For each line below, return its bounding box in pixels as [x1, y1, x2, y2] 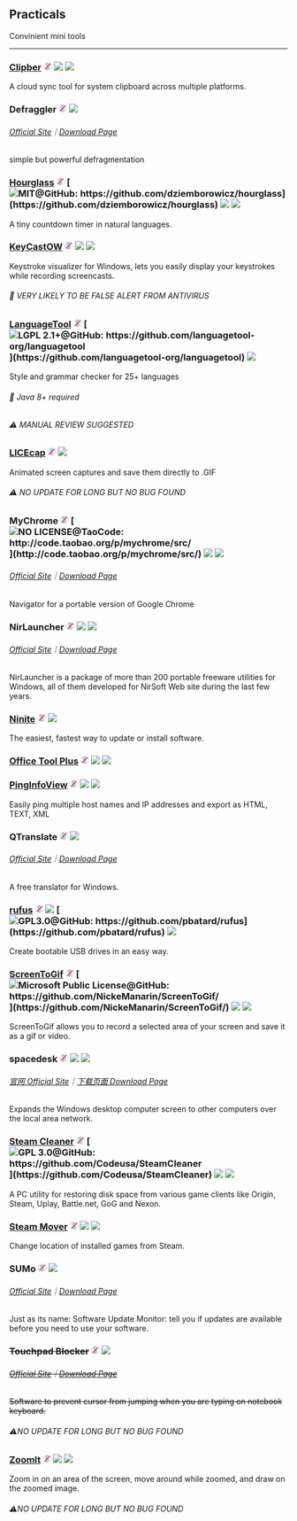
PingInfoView [9, 779, 68, 791]
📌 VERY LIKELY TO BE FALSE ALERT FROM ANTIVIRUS [9, 291, 209, 301]
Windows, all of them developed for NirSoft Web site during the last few [9, 681, 270, 692]
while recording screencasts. [9, 270, 115, 281]
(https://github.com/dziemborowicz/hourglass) [9, 198, 218, 211]
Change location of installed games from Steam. [9, 1240, 186, 1252]
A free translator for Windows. [9, 881, 119, 892]
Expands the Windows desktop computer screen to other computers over [9, 1104, 277, 1114]
